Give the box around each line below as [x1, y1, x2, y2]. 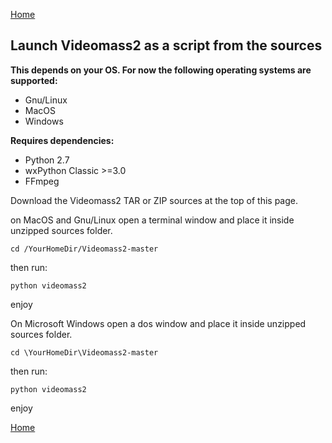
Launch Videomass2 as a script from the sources [10, 37, 323, 54]
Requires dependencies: [10, 134, 115, 146]
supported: [10, 74, 58, 86]
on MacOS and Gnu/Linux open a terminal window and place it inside [10, 214, 295, 226]
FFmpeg [24, 175, 60, 187]
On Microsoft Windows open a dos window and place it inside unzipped [10, 317, 307, 329]
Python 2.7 [24, 154, 70, 166]
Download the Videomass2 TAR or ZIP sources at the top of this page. [10, 194, 298, 206]
